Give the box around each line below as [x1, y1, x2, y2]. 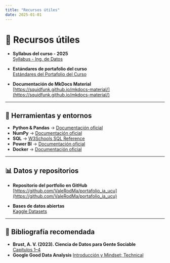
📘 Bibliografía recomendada [5, 228, 95, 236]
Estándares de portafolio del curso [12, 66, 87, 72]
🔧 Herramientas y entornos [5, 111, 92, 120]
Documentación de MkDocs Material [12, 81, 91, 87]
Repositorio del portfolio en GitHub [12, 182, 88, 189]
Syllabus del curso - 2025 [12, 51, 68, 57]
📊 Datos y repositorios [5, 166, 79, 175]
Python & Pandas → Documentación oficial [12, 125, 103, 131]
